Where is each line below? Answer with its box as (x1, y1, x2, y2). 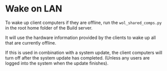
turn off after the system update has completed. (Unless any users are (5, 54, 150, 60)
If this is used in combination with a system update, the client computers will (5, 49, 162, 55)
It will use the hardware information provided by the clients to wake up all (5, 34, 156, 40)
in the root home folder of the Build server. (5, 24, 92, 30)
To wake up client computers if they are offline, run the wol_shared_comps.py (5, 19, 162, 25)
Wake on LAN (5, 3, 62, 14)
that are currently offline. (5, 39, 56, 45)
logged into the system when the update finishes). (5, 60, 108, 66)
